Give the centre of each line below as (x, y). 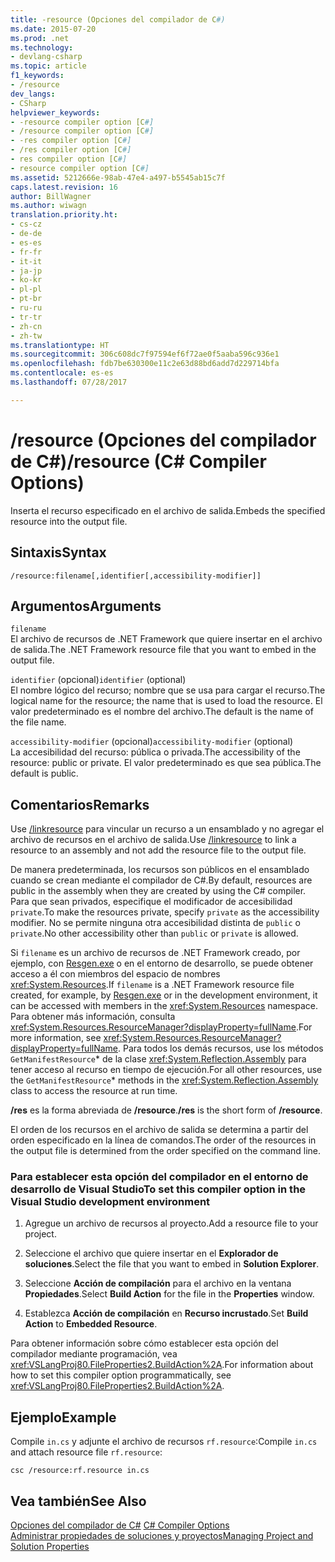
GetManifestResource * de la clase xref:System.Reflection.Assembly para (158, 1059)
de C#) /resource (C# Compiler (138, 461)
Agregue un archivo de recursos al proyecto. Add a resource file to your (171, 1223)
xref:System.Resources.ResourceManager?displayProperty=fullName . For (161, 1027)
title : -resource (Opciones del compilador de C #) (118, 19)
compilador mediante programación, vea (94, 1354)
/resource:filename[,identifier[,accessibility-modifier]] (136, 576)
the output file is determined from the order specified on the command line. (166, 1151)
